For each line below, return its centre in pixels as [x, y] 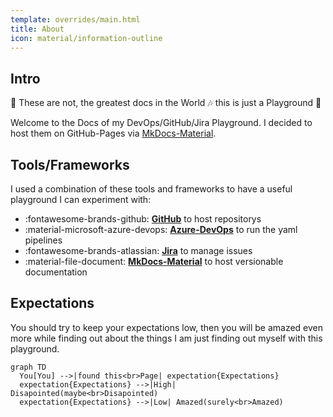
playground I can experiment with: [81, 199]
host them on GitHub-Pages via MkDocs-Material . [113, 133]
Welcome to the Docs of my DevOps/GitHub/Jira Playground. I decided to [161, 123]
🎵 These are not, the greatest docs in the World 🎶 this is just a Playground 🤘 [166, 103]
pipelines [43, 240]
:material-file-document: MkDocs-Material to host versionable [154, 261]
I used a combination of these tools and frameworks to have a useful [151, 189]
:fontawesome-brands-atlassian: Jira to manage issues [138, 250]
